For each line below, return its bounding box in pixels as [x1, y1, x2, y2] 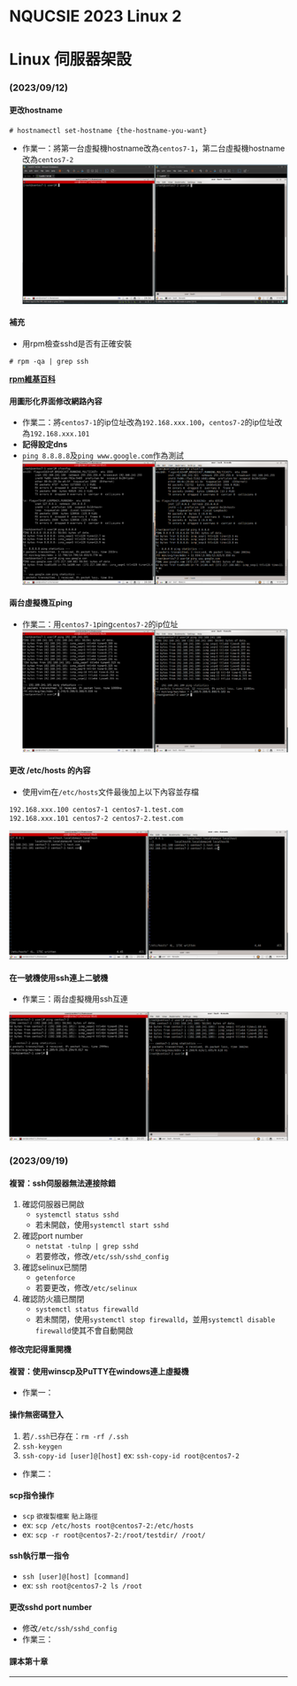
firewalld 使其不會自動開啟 [34, 1326, 134, 1336]
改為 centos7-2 [21, 153, 74, 165]
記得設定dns [21, 439, 68, 450]
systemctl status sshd [34, 1210, 119, 1219]
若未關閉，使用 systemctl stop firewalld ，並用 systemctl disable [34, 1314, 276, 1325]
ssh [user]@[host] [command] [21, 1573, 130, 1582]
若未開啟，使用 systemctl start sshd [34, 1219, 170, 1230]
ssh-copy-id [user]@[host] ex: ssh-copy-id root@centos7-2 [21, 1450, 240, 1460]
